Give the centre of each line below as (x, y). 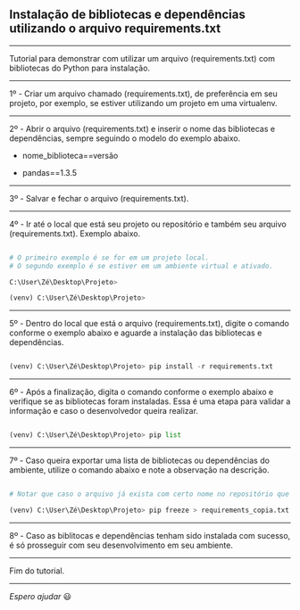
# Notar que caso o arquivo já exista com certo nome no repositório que (150, 494)
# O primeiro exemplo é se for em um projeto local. (109, 258)
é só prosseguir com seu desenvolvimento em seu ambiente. (121, 545)
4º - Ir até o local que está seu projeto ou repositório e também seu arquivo (148, 224)
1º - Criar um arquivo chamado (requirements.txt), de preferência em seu (144, 94)
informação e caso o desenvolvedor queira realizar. (104, 411)
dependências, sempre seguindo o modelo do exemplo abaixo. (125, 138)
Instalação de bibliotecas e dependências (127, 15)
